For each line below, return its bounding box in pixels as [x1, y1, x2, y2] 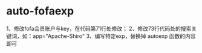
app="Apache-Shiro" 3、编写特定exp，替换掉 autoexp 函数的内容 [32, 32, 196, 40]
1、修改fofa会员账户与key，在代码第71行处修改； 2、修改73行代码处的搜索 [6, 25, 192, 32]
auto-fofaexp [6, 4, 74, 18]
